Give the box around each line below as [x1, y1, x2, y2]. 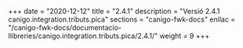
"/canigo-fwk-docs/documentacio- [8, 23, 122, 32]
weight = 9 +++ [159, 31, 210, 40]
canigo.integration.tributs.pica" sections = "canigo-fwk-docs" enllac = [8, 15, 236, 24]
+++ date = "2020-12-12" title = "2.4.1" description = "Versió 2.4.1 [8, 7, 220, 15]
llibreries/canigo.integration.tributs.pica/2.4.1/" [8, 31, 158, 40]
